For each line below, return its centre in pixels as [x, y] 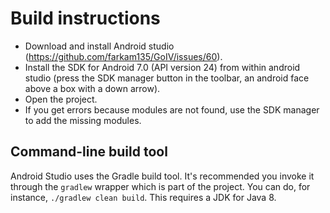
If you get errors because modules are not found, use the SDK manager [172, 109]
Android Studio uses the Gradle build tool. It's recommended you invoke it [162, 176]
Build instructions [85, 18]
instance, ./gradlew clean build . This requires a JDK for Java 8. [143, 197]
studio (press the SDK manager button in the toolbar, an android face [167, 78]
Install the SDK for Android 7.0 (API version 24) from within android [162, 67]
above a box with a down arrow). [92, 88]
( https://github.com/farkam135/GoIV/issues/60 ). [123, 56]
